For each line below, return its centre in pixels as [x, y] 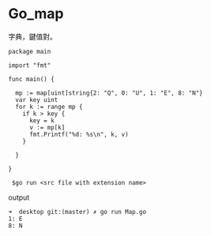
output [19, 197]
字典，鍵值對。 [32, 36]
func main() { [32, 79]
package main [30, 51]
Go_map [36, 14]
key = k [42, 120]
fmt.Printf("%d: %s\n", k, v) [79, 134]
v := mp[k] [47, 127]
